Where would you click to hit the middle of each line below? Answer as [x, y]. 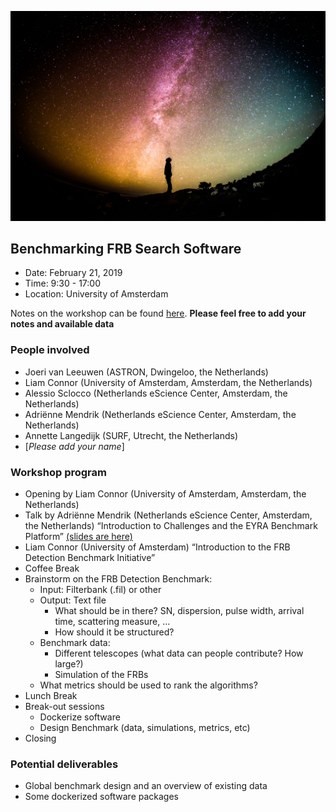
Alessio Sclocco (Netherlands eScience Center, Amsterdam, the [156, 393]
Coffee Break [52, 568]
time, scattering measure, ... [112, 622]
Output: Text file [73, 600]
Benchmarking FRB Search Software [126, 249]
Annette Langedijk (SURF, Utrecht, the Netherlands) [131, 435]
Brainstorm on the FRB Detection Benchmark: [118, 579]
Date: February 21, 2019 [73, 273]
